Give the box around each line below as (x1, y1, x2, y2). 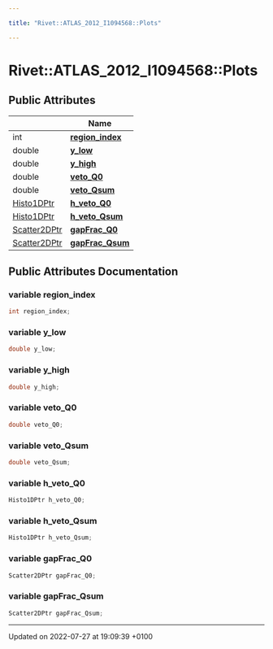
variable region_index (8, 289, 96, 300)
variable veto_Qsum (8, 440, 89, 451)
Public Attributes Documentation (8, 265, 179, 279)
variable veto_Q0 (8, 402, 77, 413)
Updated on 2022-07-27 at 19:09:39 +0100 (8, 631, 153, 641)
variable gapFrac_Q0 (8, 553, 93, 564)
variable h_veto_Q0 (8, 477, 85, 489)
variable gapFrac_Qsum (8, 590, 104, 602)
